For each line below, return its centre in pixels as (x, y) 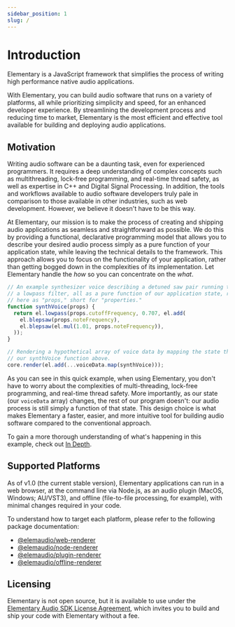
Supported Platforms (54, 466)
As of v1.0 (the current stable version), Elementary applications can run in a (116, 483)
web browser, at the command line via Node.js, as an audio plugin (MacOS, (115, 490)
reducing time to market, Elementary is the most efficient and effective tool (115, 118)
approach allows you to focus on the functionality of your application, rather (117, 259)
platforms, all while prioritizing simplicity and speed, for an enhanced (107, 103)
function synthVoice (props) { (51, 306)
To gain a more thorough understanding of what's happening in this (104, 436)
